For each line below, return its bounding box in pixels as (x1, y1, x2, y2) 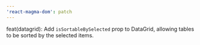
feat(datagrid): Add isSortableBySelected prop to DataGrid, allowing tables (6, 25, 195, 32)
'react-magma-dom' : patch (6, 8, 72, 15)
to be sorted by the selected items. (6, 31, 94, 39)
